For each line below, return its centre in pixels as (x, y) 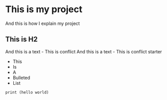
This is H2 (21, 39)
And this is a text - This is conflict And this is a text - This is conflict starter (84, 51)
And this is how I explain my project (43, 23)
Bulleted (21, 78)
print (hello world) (27, 92)
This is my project (44, 9)
